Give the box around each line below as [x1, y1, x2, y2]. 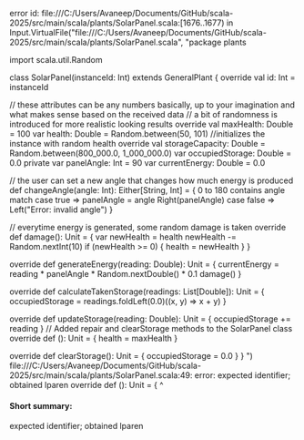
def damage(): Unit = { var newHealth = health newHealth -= [9, 231, 237, 242]
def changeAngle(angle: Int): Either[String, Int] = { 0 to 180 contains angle [9, 185, 285, 195]
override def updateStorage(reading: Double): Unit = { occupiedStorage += [9, 313, 291, 324]
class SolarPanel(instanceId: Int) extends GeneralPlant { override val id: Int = [9, 72, 296, 83]
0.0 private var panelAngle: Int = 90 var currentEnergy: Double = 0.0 [9, 158, 266, 168]
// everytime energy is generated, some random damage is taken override [9, 222, 287, 232]
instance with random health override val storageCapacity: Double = [9, 138, 266, 148]
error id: [9, 8, 40, 18]
